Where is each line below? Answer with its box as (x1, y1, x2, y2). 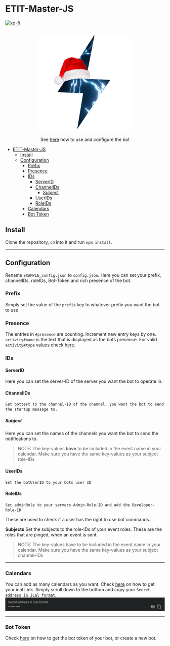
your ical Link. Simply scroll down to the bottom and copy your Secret (5, 587, 150, 593)
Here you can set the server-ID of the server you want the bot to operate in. (5, 378, 163, 384)
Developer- (132, 503, 155, 508)
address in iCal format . (5, 592, 57, 598)
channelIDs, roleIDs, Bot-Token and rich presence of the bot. (5, 277, 132, 283)
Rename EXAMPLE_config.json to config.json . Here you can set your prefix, (5, 272, 161, 278)
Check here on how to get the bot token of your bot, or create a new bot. (5, 635, 157, 641)
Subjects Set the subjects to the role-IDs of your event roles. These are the (5, 526, 162, 532)
